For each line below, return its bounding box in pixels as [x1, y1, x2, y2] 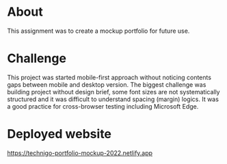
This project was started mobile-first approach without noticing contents [7, 73, 212, 81]
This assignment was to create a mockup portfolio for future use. [7, 27, 190, 35]
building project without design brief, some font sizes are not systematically [7, 87, 220, 96]
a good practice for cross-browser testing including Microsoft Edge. [7, 102, 199, 110]
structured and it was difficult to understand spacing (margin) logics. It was [7, 95, 219, 103]
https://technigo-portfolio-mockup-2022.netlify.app [7, 148, 152, 157]
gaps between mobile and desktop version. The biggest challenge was [7, 80, 206, 89]
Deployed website [7, 126, 111, 142]
